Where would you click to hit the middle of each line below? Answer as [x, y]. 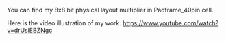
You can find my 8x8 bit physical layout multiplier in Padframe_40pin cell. [110, 10]
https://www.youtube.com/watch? [171, 23]
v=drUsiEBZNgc [30, 30]
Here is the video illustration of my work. [64, 23]
